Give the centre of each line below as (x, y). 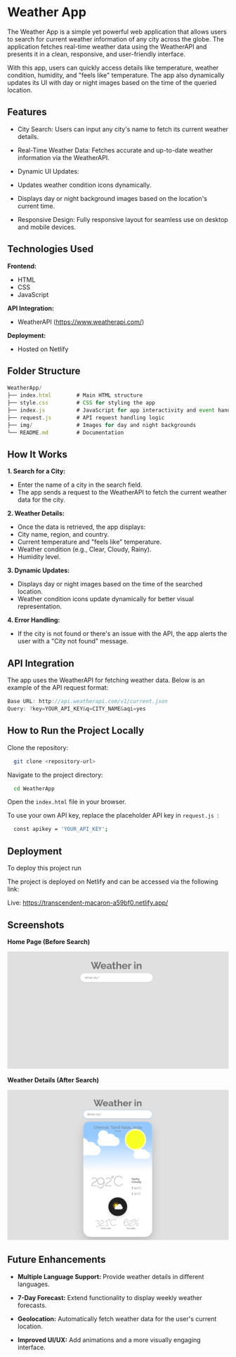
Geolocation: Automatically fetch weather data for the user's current (117, 1318)
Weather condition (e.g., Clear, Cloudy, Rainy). (84, 549)
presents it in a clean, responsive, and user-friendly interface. (97, 54)
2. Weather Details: (36, 513)
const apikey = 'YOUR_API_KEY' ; (61, 830)
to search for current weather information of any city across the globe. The (116, 39)
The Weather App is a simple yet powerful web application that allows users (117, 32)
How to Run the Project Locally (76, 731)
